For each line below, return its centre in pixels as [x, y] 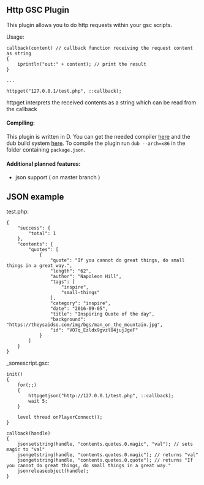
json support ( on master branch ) [58, 177]
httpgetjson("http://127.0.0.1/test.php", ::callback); [101, 396]
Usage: [15, 37]
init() [15, 374]
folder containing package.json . [46, 150]
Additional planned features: [43, 164]
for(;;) [27, 385]
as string [19, 53]
